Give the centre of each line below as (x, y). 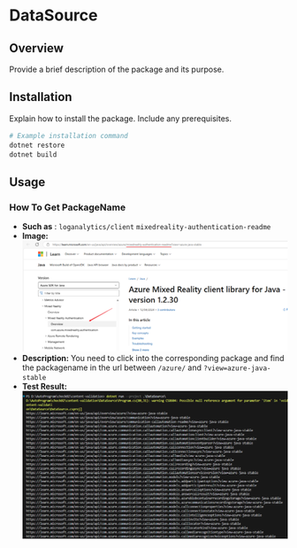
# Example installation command (69, 135)
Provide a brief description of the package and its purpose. (117, 69)
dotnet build (33, 154)
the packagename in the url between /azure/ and (111, 367)
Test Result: (45, 387)
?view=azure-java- (237, 368)
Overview (37, 48)
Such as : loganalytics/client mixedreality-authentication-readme (146, 227)
